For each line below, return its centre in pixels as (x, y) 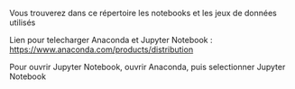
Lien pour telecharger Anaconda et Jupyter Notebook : (111, 40)
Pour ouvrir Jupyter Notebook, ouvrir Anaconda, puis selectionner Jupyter (147, 67)
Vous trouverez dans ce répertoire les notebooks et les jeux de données (143, 13)
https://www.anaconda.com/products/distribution (101, 49)
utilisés (23, 22)
